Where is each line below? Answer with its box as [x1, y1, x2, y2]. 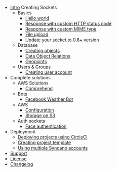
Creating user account [25, 69, 72, 75]
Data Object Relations [25, 53, 71, 59]
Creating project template [17, 139, 71, 146]
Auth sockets [17, 118, 46, 124]
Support [10, 150, 27, 156]
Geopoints [25, 59, 47, 64]
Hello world [25, 15, 50, 21]
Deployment [10, 129, 36, 134]
